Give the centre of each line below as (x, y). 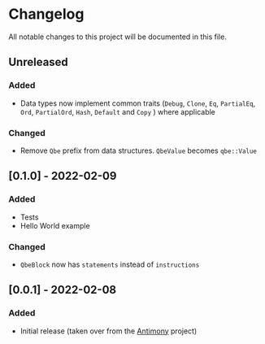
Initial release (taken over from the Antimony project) (109, 331)
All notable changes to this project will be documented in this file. (118, 37)
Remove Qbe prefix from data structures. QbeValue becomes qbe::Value (139, 150)
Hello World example (55, 225)
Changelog (46, 14)
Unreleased (39, 62)
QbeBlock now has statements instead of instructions (110, 264)
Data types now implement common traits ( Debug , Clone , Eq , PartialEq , (138, 103)
